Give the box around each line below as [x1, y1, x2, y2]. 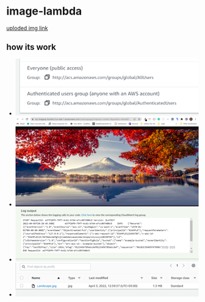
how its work [6, 42, 56, 52]
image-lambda [6, 4, 82, 18]
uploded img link [6, 24, 48, 32]
